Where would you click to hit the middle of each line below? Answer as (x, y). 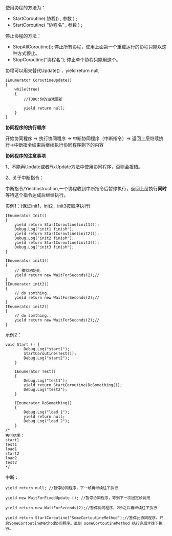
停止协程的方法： (23, 36)
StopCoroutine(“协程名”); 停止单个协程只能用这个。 (67, 60)
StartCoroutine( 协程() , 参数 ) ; (45, 19)
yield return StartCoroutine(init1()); (57, 225)
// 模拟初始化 (28, 271)
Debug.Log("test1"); (46, 381)
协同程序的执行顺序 (26, 127)
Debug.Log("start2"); (47, 358)
